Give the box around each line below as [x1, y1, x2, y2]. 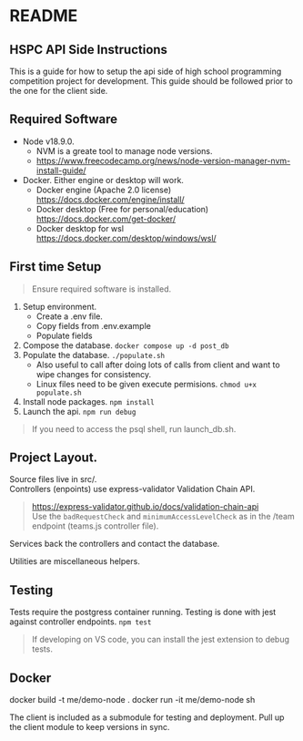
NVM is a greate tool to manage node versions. [35, 145, 213, 156]
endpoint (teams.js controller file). [31, 520, 159, 531]
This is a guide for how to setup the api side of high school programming [9, 66, 282, 77]
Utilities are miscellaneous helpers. [9, 556, 141, 567]
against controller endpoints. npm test [9, 616, 152, 627]
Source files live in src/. [9, 474, 97, 485]
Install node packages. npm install [22, 396, 155, 407]
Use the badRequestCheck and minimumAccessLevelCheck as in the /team [31, 511, 295, 522]
